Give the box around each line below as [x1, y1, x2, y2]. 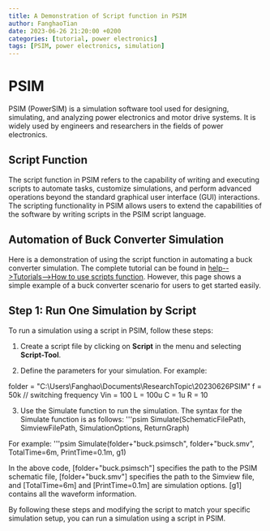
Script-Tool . [19, 350, 62, 360]
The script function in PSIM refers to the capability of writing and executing [8, 175, 259, 184]
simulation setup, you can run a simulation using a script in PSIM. [8, 513, 226, 523]
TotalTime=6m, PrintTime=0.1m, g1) [8, 447, 127, 457]
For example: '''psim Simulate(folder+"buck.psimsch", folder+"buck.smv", [8, 438, 255, 448]
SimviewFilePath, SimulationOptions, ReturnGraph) [19, 423, 190, 433]
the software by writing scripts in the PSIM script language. [8, 209, 207, 219]
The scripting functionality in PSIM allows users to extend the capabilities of [8, 201, 262, 210]
